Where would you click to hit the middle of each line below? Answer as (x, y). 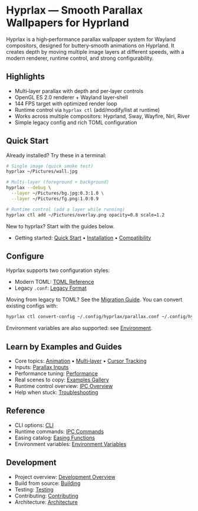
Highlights (26, 77)
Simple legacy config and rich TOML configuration (76, 122)
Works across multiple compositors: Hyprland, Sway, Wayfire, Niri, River (102, 116)
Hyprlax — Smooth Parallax (75, 10)
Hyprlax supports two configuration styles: (58, 270)
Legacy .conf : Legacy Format (50, 288)
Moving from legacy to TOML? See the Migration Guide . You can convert (94, 300)
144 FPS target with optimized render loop (66, 104)
